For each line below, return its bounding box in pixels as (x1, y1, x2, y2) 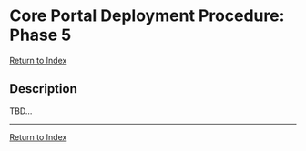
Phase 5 (9, 25, 72, 45)
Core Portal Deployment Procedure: (9, 5, 285, 26)
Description (9, 81, 77, 96)
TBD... (9, 106, 33, 116)
